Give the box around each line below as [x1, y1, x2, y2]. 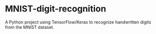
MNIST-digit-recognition [5, 3, 107, 14]
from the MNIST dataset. [5, 24, 54, 30]
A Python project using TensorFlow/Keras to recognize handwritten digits [5, 19, 152, 25]
